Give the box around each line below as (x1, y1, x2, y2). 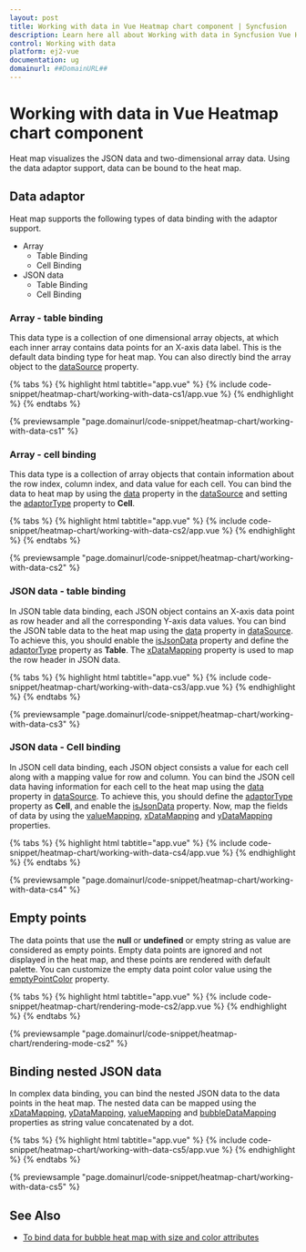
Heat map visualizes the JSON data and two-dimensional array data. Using (9, 152, 291, 164)
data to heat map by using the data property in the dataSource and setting (9, 488, 288, 499)
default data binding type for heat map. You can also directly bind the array (9, 351, 291, 362)
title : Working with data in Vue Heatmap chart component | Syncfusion (9, 22, 287, 31)
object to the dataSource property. (9, 361, 139, 372)
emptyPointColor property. (9, 973, 110, 984)
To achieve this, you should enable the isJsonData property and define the (9, 635, 290, 646)
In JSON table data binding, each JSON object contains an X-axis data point (9, 606, 295, 616)
